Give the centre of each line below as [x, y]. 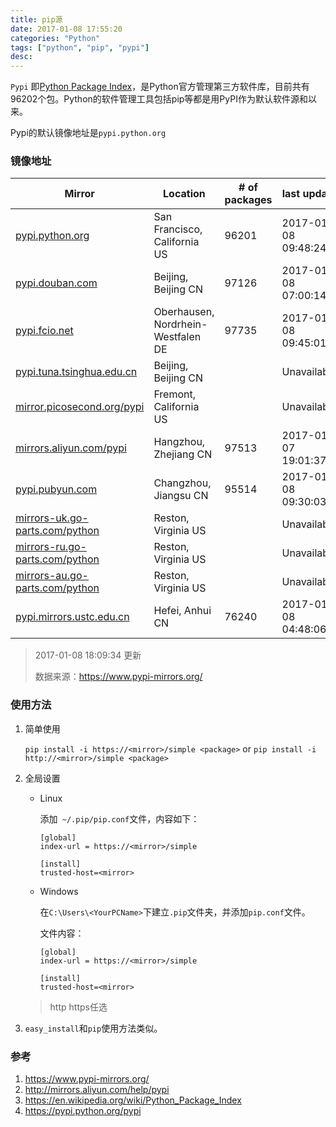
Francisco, [178, 229]
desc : [21, 57]
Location [184, 194]
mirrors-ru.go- [51, 547]
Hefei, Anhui [182, 611]
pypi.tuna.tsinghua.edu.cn [76, 372]
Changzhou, [182, 483]
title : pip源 [36, 19]
